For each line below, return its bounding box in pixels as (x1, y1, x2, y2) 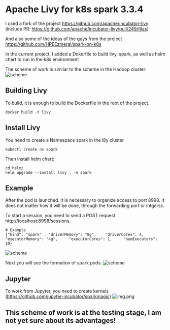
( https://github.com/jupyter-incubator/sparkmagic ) (5, 293, 112, 299)
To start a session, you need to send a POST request (5, 213, 116, 219)
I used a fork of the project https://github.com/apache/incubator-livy (5, 20, 149, 26)
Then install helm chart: (5, 156, 55, 162)
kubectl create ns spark (5, 146, 58, 152)
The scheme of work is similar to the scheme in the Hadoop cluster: (5, 66, 147, 72)
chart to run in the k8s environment (5, 56, 79, 62)
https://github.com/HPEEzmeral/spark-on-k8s (5, 41, 101, 47)
